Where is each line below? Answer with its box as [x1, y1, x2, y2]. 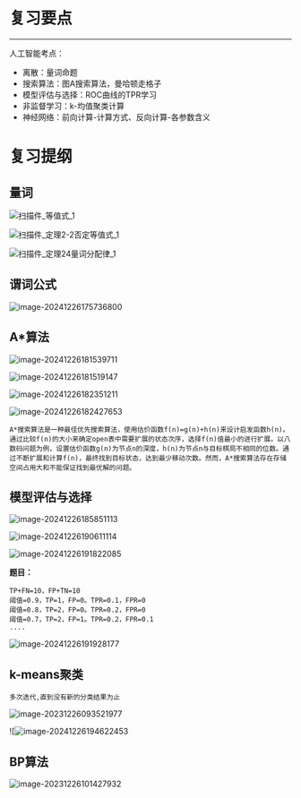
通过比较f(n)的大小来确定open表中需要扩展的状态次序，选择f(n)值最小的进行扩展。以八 [9, 434, 291, 443]
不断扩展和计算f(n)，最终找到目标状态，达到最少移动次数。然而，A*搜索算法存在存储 [15, 453, 287, 462]
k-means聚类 [9, 666, 83, 682]
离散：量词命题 [21, 66, 78, 77]
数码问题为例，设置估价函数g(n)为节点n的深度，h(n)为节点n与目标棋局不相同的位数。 [9, 444, 283, 453]
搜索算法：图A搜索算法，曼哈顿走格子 [21, 78, 162, 89]
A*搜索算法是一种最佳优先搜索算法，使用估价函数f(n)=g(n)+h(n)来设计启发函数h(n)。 [9, 425, 289, 434]
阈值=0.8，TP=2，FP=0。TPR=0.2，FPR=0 [9, 605, 146, 614]
